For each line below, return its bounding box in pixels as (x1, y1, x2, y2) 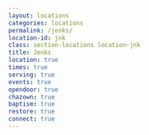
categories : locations (8, 19, 84, 27)
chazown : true (8, 93, 56, 101)
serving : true (8, 71, 56, 79)
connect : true (8, 115, 56, 123)
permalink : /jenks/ (8, 26, 73, 34)
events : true (8, 78, 52, 86)
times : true (8, 64, 48, 71)
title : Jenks (8, 48, 52, 56)
